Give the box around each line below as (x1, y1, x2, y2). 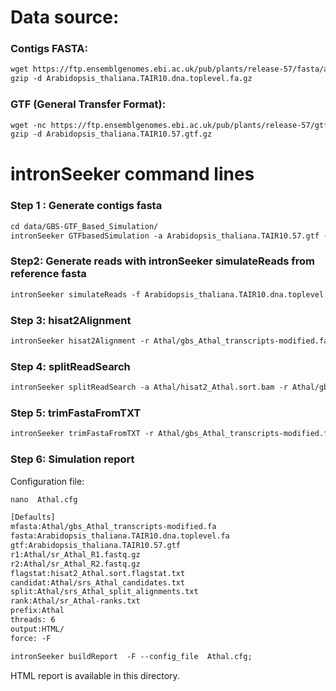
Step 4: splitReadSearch (10, 359, 131, 373)
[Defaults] (10, 512, 56, 523)
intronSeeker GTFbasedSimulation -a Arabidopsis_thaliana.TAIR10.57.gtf (10, 231, 320, 241)
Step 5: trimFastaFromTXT (10, 406, 142, 420)
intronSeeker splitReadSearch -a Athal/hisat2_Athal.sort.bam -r (10, 382, 288, 393)
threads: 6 (10, 615, 56, 625)
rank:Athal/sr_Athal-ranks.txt (10, 596, 141, 606)
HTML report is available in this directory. (10, 669, 180, 681)
